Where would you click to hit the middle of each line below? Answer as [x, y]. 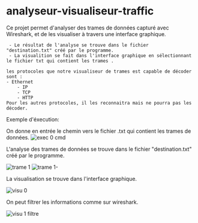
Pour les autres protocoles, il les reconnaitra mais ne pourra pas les [99, 103]
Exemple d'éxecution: [33, 119]
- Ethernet [20, 82]
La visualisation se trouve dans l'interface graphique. [71, 179]
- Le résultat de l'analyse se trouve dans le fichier [79, 45]
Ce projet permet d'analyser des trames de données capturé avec [88, 28]
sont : [14, 76]
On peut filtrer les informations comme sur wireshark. [72, 202]
